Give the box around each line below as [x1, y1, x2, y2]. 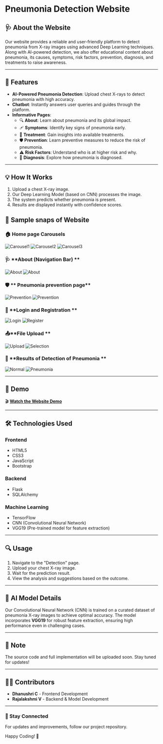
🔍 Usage [5, 545, 33, 553]
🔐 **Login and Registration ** [5, 306, 78, 313]
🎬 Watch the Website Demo [5, 398, 62, 404]
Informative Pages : [12, 112, 51, 117]
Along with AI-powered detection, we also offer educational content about [5, 49, 153, 55]
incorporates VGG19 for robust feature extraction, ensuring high [5, 617, 133, 623]
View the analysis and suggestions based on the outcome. [12, 575, 129, 581]
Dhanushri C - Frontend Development [12, 691, 88, 697]
